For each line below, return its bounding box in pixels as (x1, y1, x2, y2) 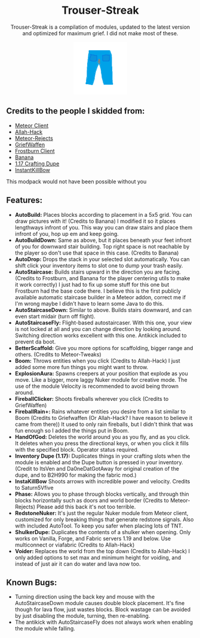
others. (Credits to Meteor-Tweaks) (14, 351, 101, 358)
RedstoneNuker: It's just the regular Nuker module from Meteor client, (14, 509, 189, 517)
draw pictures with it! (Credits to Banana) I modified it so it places (14, 217, 176, 225)
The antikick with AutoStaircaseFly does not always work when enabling (14, 619, 193, 626)
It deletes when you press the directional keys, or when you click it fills (14, 440, 189, 447)
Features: (6, 195, 43, 205)
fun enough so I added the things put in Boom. (14, 427, 130, 434)
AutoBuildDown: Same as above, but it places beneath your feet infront (14, 237, 192, 244)
